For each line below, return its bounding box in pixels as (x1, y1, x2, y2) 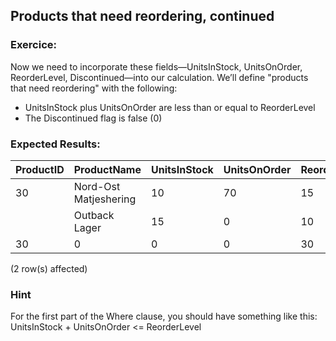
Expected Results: (10, 137, 101, 151)
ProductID (15, 162, 65, 176)
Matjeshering (73, 192, 137, 206)
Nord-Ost (73, 179, 121, 193)
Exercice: (10, 38, 58, 52)
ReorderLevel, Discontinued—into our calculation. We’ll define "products (10, 71, 309, 83)
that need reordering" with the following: (10, 82, 178, 94)
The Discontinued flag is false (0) (24, 112, 163, 124)
